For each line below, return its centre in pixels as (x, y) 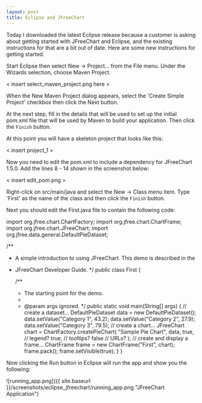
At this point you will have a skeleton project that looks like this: (85, 138)
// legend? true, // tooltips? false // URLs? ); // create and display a (106, 338)
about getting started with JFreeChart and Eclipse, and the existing (90, 41)
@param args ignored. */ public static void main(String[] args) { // (105, 306)
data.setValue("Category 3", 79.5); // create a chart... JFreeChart (104, 325)
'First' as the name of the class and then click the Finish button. (86, 198)
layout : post (23, 12)
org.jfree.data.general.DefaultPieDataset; (57, 234)
